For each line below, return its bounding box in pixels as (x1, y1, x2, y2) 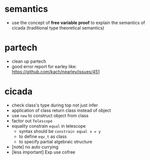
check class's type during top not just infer (11, 102, 98, 108)
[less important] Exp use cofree (11, 149, 75, 155)
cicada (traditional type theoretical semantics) (11, 25, 105, 30)
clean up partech (11, 58, 46, 64)
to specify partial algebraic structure (19, 138, 92, 144)
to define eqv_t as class (19, 133, 67, 139)
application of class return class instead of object (11, 107, 111, 113)
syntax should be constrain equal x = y (19, 128, 101, 134)
